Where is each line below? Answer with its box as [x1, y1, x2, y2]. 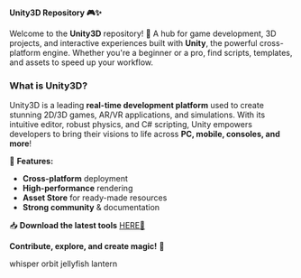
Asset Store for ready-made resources [22, 192, 168, 203]
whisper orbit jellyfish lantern [9, 258, 118, 269]
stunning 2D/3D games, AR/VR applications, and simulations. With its [9, 109, 266, 120]
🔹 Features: [9, 156, 54, 167]
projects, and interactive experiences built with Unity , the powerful [9, 38, 258, 48]
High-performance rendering [22, 183, 133, 194]
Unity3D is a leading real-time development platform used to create [9, 100, 264, 111]
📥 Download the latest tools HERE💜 [9, 220, 146, 231]
